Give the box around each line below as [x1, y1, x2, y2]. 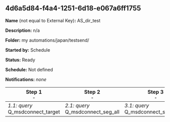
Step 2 [84, 88, 100, 95]
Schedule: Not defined [5, 66, 53, 72]
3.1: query [124, 102, 149, 109]
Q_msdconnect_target [8, 108, 60, 115]
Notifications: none [5, 76, 47, 83]
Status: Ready [5, 57, 35, 63]
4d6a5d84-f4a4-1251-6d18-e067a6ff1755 [5, 4, 141, 13]
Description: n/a [5, 27, 40, 33]
